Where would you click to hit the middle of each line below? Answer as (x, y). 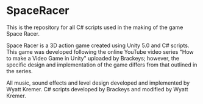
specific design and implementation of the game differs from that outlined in (102, 65)
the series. (20, 71)
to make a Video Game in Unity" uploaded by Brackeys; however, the (93, 58)
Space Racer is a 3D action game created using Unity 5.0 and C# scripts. (98, 45)
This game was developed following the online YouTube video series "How (100, 51)
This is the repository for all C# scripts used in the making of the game (95, 27)
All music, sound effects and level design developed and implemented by (98, 83)
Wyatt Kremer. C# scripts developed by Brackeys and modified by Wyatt (97, 89)
